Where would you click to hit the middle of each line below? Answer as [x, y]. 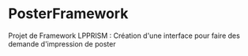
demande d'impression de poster [62, 43]
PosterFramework [68, 14]
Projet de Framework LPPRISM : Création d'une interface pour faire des [124, 35]
